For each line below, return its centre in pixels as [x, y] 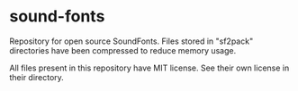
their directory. [37, 77]
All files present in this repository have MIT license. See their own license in [149, 68]
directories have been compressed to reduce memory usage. [123, 50]
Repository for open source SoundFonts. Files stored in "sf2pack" [131, 41]
